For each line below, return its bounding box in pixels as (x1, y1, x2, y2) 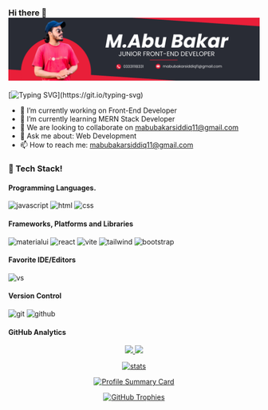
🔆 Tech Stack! (8, 163, 63, 174)
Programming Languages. (8, 183, 97, 193)
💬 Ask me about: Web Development (19, 131, 137, 141)
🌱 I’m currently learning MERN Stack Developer (19, 114, 175, 124)
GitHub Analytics (8, 327, 66, 336)
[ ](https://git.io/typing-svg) (8, 90, 144, 100)
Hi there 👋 (8, 7, 48, 18)
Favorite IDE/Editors (8, 255, 77, 265)
